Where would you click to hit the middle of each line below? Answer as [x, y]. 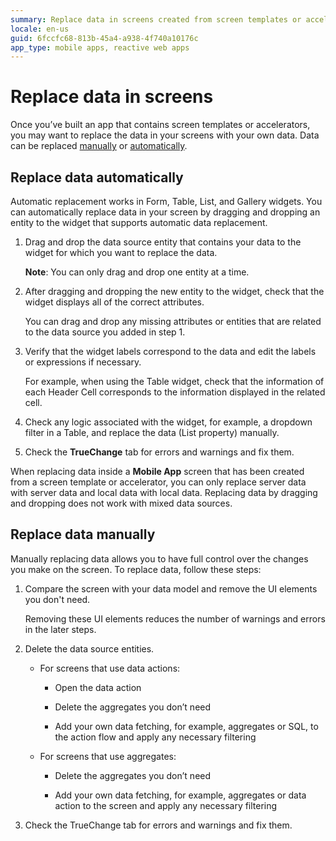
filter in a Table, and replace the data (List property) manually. [152, 432]
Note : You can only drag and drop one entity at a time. [137, 272]
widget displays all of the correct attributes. [114, 302]
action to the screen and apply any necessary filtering [166, 805]
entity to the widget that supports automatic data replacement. [139, 222]
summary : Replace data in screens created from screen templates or [156, 19]
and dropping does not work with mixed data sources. [121, 503]
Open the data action [98, 687]
